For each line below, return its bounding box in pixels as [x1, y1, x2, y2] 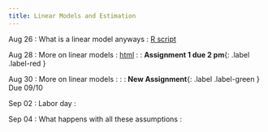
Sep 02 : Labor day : [8, 98, 76, 108]
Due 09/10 [8, 83, 43, 92]
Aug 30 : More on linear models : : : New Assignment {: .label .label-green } [8, 74, 260, 83]
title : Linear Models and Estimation [8, 11, 136, 20]
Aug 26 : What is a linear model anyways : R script [8, 34, 177, 44]
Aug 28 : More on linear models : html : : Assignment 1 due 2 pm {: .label [8, 49, 250, 59]
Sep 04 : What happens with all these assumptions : [8, 114, 183, 124]
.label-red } [8, 58, 46, 68]
